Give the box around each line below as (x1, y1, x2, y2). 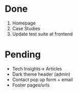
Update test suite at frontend (12, 31, 73, 37)
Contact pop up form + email (12, 76, 73, 82)
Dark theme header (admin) (12, 71, 71, 77)
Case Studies (12, 25, 40, 31)
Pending (5, 49, 41, 60)
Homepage (12, 20, 36, 26)
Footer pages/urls (12, 82, 50, 88)
